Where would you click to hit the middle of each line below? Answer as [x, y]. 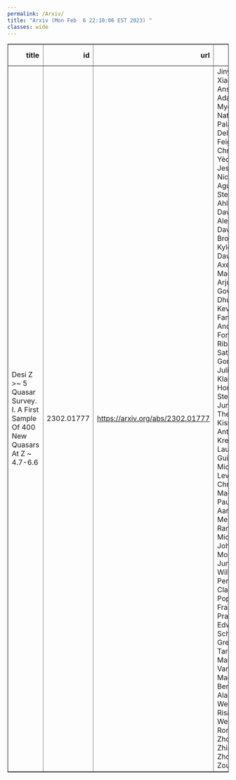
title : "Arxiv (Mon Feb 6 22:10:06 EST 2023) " [80, 20]
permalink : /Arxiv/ [36, 14]
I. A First [25, 410]
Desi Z [22, 375]
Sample [24, 419]
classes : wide [28, 27]
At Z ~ [21, 454]
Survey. [24, 401]
